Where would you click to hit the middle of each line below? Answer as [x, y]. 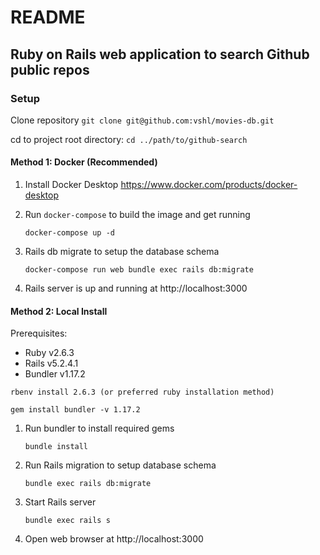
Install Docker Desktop [71, 185]
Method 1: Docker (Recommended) [84, 162]
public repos [50, 69]
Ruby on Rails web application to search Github [160, 54]
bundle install [56, 447]
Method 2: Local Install [59, 311]
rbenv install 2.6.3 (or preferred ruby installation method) [142, 392]
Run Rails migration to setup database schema [120, 465]
